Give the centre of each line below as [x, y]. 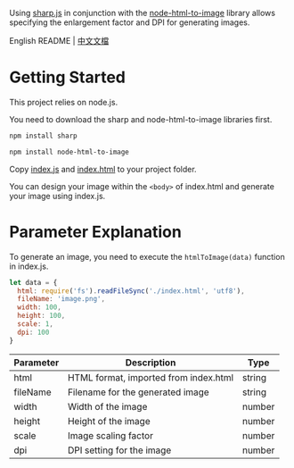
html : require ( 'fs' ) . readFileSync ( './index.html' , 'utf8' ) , [131, 291]
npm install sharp [43, 136]
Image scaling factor [110, 435]
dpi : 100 [33, 332]
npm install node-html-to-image [69, 152]
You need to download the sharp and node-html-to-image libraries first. [141, 119]
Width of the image [107, 406]
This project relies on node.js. [64, 102]
